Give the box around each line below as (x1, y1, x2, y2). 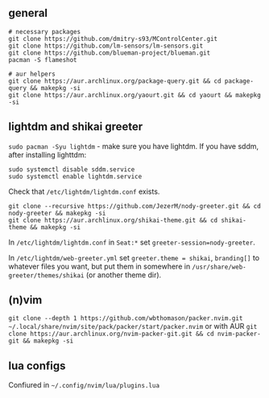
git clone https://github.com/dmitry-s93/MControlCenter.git (8, 35, 218, 43)
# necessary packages (8, 27, 81, 35)
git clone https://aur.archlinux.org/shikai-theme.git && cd (8, 216, 218, 224)
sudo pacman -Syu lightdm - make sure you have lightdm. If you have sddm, (8, 141, 259, 151)
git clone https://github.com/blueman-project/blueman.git (8, 48, 211, 57)
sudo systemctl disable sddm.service (8, 165, 135, 174)
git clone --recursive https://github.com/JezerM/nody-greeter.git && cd (8, 202, 262, 210)
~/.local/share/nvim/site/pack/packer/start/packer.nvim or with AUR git (8, 322, 258, 331)
